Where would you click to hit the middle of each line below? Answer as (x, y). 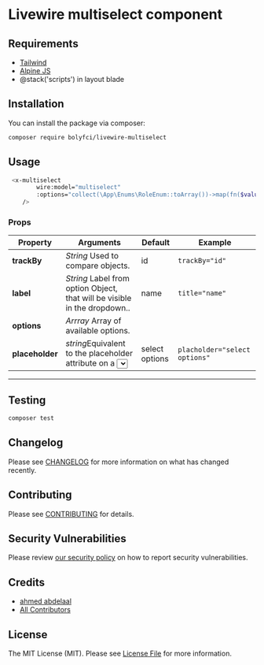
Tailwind (33, 62)
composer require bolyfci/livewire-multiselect (88, 137)
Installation (36, 104)
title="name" (202, 293)
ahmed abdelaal (46, 601)
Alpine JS (35, 71)
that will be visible (99, 299)
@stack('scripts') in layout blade (72, 79)
